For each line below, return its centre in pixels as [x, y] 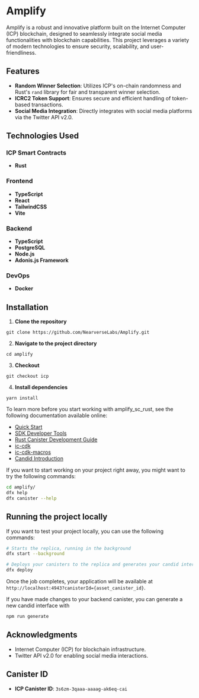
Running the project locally [57, 517]
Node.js [25, 254]
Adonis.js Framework [42, 260]
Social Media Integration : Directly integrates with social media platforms [103, 110]
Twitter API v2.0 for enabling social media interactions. [81, 655]
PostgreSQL [30, 248]
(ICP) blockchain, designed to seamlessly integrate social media [84, 33]
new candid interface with [38, 606]
